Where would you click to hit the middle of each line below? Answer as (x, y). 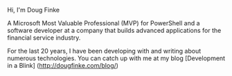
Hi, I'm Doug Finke (34, 10)
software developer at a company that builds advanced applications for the (114, 30)
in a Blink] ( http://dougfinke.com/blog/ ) (63, 65)
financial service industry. (44, 38)
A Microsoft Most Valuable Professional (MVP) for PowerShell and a (104, 23)
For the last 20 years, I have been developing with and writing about (104, 51)
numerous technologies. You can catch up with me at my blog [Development (116, 58)
